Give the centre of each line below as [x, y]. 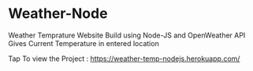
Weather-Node [58, 14]
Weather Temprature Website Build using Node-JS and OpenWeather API [127, 35]
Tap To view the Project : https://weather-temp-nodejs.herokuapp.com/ [124, 59]
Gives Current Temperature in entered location [84, 43]
